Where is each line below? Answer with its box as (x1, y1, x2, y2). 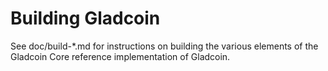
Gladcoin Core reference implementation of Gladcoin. (10, 50, 231, 62)
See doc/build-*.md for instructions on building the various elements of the (10, 40, 319, 52)
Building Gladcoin (10, 7, 161, 30)
